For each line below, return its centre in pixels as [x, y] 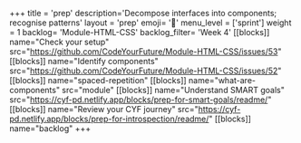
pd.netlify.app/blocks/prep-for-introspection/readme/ [109, 119]
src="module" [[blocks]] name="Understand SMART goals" [174, 90]
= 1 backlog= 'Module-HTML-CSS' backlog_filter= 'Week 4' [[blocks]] [140, 32]
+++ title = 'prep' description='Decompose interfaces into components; [143, 13]
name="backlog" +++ [50, 129]
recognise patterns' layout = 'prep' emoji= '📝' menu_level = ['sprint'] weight [150, 23]
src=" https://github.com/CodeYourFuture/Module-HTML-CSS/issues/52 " [146, 71]
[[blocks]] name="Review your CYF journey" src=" [104, 109]
